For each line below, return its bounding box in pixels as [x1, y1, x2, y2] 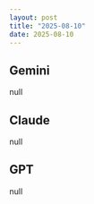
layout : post [9, 13, 58, 22]
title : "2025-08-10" [9, 21, 87, 30]
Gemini [9, 63, 50, 78]
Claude [9, 113, 51, 128]
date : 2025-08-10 [9, 30, 74, 38]
